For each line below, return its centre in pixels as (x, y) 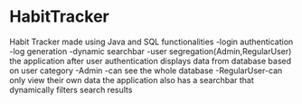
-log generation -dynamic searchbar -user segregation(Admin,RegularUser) (151, 51)
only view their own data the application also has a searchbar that (132, 80)
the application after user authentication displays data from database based (151, 61)
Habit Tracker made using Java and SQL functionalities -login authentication (151, 42)
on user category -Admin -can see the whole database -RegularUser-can (146, 71)
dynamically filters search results (71, 90)
